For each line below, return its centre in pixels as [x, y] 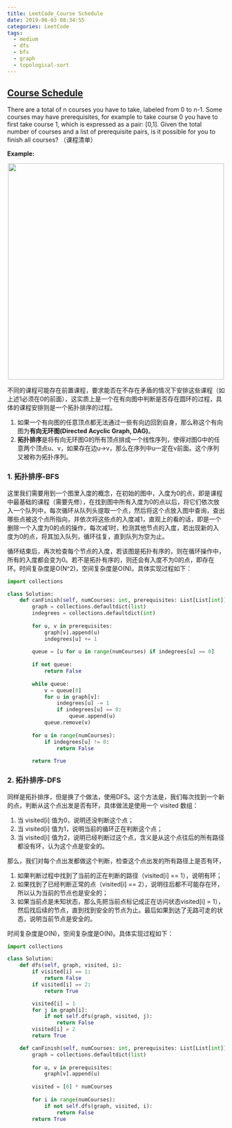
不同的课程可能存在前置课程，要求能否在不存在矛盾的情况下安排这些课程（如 [116, 390]
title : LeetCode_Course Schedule [55, 13]
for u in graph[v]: [72, 697]
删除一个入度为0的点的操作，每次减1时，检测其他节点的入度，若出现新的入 [113, 527]
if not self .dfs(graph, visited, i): [98, 1106]
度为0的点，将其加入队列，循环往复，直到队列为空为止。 [88, 536]
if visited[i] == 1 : [61, 972]
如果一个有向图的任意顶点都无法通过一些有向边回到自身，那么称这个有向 [120, 422]
